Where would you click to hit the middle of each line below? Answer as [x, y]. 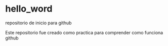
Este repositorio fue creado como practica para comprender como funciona [84, 32]
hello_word [29, 9]
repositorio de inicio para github [38, 23]
